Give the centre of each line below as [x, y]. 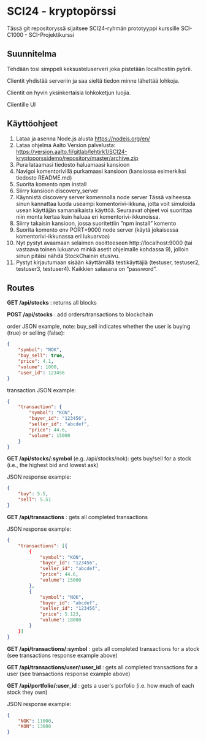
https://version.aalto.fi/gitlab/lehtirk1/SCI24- [71, 151]
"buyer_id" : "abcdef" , [69, 603]
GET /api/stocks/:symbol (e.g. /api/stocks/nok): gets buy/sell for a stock [99, 458]
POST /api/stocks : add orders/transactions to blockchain [80, 314]
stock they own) [27, 692]
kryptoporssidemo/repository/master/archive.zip [77, 158]
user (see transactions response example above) [69, 674]
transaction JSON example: [41, 390]
